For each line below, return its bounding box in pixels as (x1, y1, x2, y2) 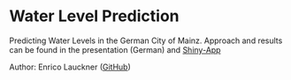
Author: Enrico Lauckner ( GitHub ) (9, 62, 131, 72)
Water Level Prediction (9, 6, 180, 26)
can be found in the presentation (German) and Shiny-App (9, 44, 221, 55)
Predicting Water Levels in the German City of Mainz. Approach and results (9, 35, 283, 46)
